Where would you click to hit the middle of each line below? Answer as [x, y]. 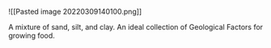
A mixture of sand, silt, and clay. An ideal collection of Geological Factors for [136, 27]
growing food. [32, 36]
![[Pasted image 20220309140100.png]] [75, 12]
